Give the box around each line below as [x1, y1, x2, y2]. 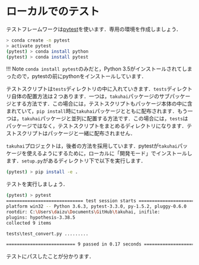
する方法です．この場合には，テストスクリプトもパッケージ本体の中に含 [16, 100, 192, 107]
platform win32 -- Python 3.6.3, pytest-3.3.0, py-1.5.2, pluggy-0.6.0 [6, 203, 187, 210]
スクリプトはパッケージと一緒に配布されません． [16, 130, 136, 137]
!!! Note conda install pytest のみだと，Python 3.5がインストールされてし [6, 65, 188, 72]
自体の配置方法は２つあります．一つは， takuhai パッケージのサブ [11, 92, 170, 100]
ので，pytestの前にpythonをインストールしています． [16, 73, 147, 80]
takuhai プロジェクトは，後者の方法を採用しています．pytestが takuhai [6, 142, 178, 149]
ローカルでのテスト [6, 5, 100, 18]
